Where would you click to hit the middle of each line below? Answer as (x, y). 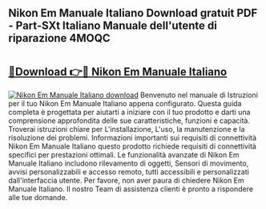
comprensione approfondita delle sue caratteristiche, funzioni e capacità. (129, 121)
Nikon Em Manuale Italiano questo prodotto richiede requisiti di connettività (132, 146)
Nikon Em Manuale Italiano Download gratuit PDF (133, 13)
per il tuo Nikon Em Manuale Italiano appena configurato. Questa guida (125, 103)
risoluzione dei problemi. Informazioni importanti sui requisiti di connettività (133, 137)
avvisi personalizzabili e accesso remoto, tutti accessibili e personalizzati (129, 172)
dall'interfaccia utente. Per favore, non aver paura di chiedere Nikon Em (126, 180)
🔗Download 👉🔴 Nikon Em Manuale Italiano (118, 72)
